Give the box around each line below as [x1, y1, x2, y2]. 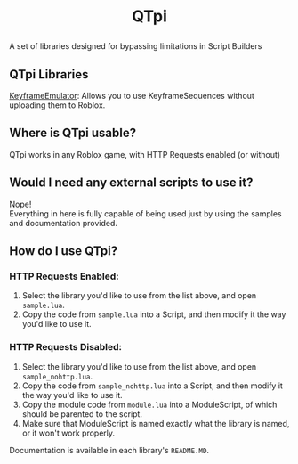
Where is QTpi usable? [9, 126, 136, 141]
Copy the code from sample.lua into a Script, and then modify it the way [21, 309, 286, 320]
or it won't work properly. [21, 427, 116, 438]
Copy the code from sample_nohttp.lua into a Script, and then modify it [21, 380, 283, 391]
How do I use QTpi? [9, 243, 118, 259]
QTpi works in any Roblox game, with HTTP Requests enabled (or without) [9, 149, 281, 159]
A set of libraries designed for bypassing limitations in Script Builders [9, 41, 262, 52]
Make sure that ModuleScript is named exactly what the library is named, [21, 418, 290, 428]
